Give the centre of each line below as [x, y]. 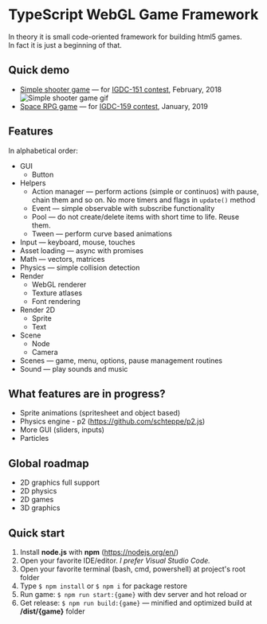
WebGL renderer [59, 284]
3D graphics [40, 508]
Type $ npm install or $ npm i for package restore [103, 586]
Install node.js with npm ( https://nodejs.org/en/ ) [99, 552]
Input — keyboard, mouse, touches [77, 242]
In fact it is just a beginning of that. [65, 45]
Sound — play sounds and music [74, 369]
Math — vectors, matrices [62, 259]
